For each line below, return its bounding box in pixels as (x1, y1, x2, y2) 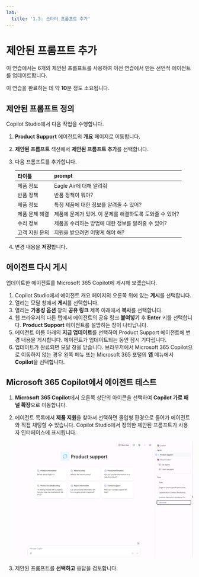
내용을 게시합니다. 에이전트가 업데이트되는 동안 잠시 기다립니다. (21, 336, 167, 343)
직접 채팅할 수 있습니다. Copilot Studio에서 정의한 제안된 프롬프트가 (21, 421, 178, 429)
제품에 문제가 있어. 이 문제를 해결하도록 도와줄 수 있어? (54, 210, 179, 217)
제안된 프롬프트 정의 (6, 104, 75, 114)
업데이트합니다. (12, 72, 48, 79)
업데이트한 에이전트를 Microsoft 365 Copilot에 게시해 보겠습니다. (6, 279, 158, 286)
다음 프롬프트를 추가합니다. (14, 158, 77, 165)
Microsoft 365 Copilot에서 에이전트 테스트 (6, 377, 157, 387)
